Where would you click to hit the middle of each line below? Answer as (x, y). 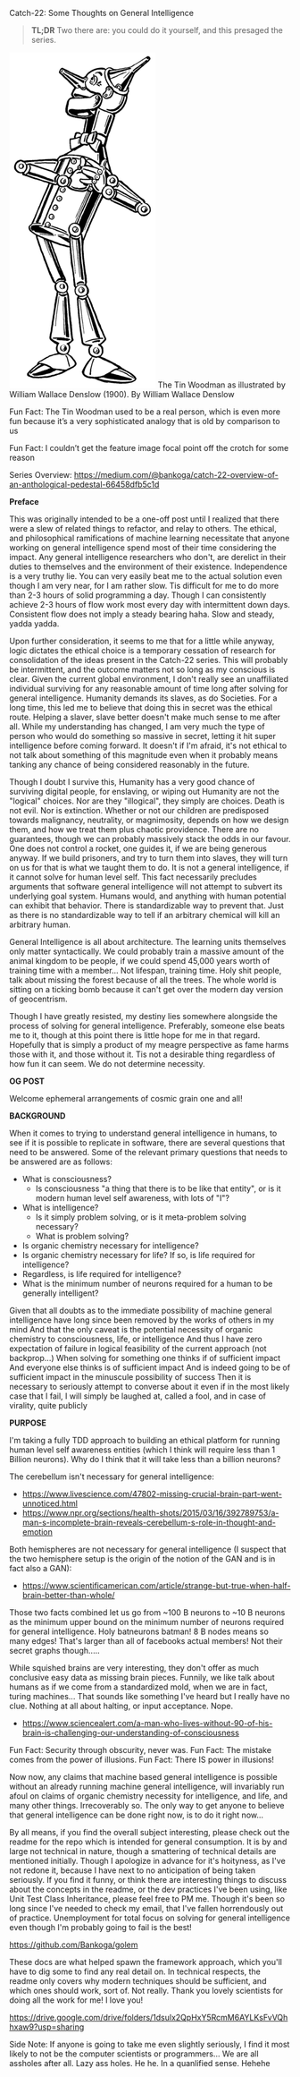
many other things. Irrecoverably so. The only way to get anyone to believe (147, 1805)
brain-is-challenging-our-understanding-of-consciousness (130, 1732)
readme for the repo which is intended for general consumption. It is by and (148, 1842)
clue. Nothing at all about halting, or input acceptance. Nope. (121, 1706)
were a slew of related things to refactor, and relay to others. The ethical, (143, 528)
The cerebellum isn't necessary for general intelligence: (112, 1477)
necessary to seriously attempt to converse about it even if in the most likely (150, 1387)
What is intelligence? (60, 1208)
